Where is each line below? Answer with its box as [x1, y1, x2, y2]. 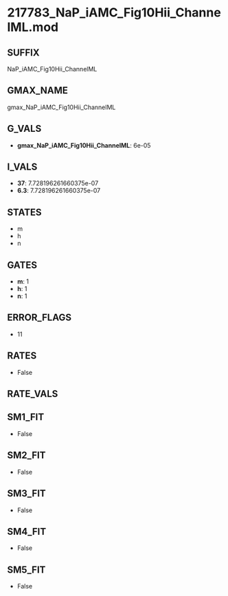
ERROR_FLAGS [7, 312, 72, 323]
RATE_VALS [7, 388, 58, 400]
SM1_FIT [7, 411, 45, 423]
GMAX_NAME [7, 84, 69, 97]
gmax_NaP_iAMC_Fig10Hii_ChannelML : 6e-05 [16, 141, 151, 149]
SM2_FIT [7, 450, 46, 461]
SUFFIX [7, 47, 40, 58]
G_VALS [7, 123, 42, 135]
